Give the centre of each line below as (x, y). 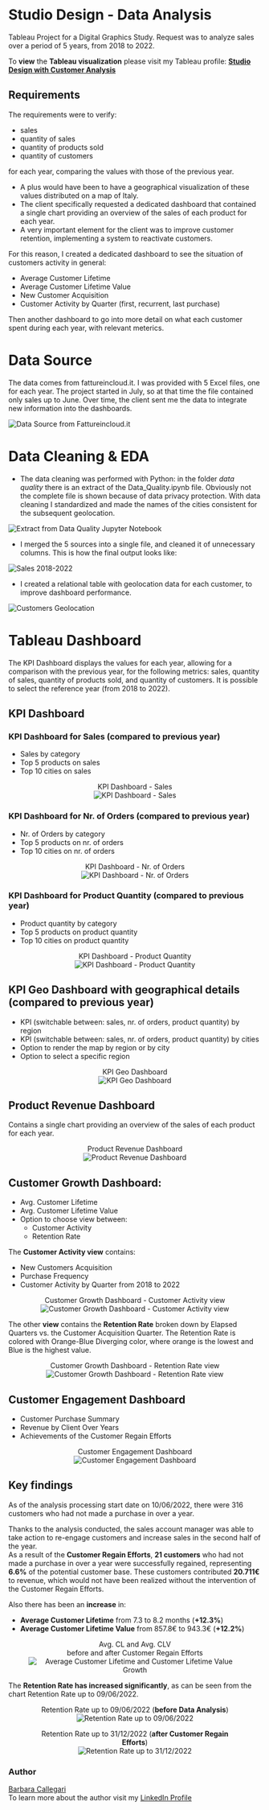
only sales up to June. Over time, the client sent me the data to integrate (128, 399)
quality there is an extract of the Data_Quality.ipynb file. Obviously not (135, 487)
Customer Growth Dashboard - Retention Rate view (135, 1366)
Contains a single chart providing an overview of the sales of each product (132, 1125)
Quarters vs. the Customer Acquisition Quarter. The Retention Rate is (122, 1333)
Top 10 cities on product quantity (74, 940)
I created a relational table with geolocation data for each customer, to (136, 583)
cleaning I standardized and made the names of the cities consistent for (139, 504)
